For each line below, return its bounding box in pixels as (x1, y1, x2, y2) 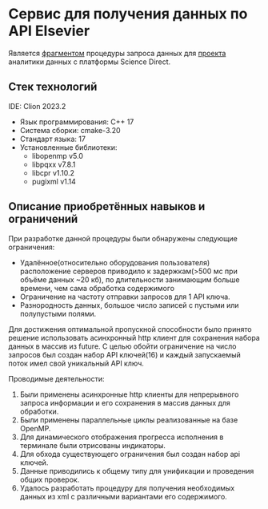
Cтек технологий (8, 80, 98, 94)
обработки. (19, 406, 59, 416)
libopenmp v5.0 (31, 151, 84, 160)
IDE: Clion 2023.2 (8, 101, 66, 111)
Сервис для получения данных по (8, 5, 248, 23)
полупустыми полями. (19, 309, 97, 318)
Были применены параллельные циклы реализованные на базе (19, 414, 238, 425)
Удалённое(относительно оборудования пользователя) (19, 257, 210, 267)
